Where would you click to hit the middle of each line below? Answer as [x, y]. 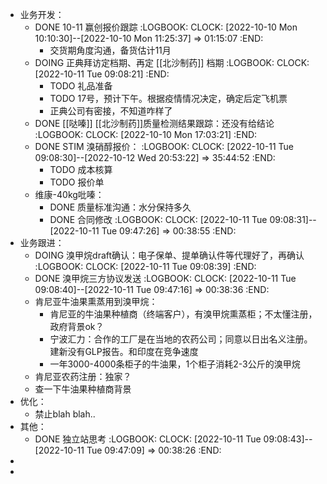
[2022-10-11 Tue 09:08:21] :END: [102, 74]
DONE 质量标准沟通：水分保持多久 [120, 207]
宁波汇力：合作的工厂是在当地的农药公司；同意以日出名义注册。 [181, 339]
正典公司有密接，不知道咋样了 [111, 111]
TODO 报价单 [77, 182]
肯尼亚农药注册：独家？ [83, 376]
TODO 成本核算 [81, 169]
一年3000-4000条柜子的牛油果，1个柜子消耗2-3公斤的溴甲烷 [175, 364]
